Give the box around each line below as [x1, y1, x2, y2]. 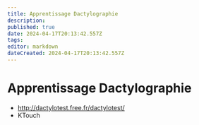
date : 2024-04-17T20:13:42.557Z [7, 30, 102, 37]
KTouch [17, 111, 41, 119]
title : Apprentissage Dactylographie [7, 10, 119, 18]
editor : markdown [7, 43, 59, 50]
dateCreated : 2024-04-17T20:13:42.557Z [7, 50, 125, 57]
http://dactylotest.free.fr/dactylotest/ [17, 103, 125, 112]
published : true [7, 23, 55, 30]
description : [7, 17, 46, 24]
